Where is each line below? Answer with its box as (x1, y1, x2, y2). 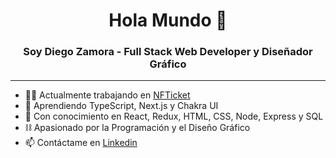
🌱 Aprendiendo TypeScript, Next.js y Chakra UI (24, 100, 219, 112)
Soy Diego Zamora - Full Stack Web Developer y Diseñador (23, 45, 313, 59)
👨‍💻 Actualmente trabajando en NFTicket (24, 89, 191, 101)
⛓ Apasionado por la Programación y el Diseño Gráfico (24, 122, 251, 134)
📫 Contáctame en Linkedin (24, 137, 138, 149)
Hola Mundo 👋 (108, 9, 228, 32)
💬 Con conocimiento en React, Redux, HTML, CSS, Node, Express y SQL (24, 110, 324, 123)
